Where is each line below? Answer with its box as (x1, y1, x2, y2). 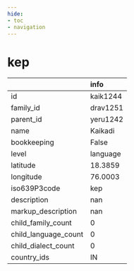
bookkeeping (11, 137, 54, 147)
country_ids (11, 253, 49, 263)
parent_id (11, 115, 42, 125)
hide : (7, 10, 23, 18)
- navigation (7, 23, 46, 30)
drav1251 (90, 103, 123, 113)
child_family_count (11, 218, 72, 228)
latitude (11, 161, 36, 171)
